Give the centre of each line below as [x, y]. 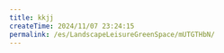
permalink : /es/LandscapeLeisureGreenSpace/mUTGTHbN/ [112, 34]
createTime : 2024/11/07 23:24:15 [72, 26]
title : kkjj [31, 18]
